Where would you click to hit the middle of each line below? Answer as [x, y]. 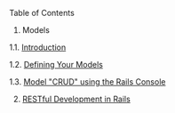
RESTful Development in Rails [76, 99]
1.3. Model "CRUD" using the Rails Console [87, 82]
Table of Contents [42, 13]
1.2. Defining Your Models [56, 65]
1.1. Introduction [38, 47]
